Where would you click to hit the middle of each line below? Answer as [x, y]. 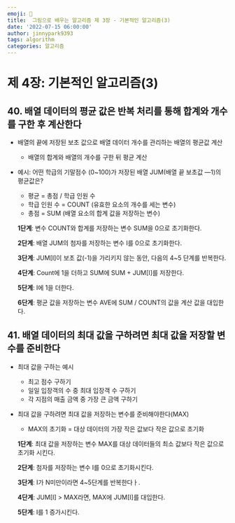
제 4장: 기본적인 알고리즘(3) [83, 83]
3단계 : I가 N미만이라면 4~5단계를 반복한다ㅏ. [79, 482]
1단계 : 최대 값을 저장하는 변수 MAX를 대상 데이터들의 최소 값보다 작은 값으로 [121, 444]
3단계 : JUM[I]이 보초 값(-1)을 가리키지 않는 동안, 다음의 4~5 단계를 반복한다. [122, 258]
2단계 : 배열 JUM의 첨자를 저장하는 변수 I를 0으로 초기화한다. [100, 243]
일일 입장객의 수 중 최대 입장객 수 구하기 [82, 390]
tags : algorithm [31, 40]
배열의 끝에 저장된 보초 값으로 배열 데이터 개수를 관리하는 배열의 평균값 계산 [120, 142]
